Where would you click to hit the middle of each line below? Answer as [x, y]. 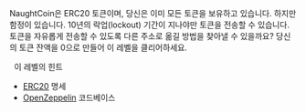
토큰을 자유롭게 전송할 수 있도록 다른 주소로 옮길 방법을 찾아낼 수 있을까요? [142, 36]
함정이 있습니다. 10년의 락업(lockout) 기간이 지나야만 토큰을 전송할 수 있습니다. [150, 25]
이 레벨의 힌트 [38, 67]
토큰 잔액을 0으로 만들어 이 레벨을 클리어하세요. [103, 47]
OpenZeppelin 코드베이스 [69, 97]
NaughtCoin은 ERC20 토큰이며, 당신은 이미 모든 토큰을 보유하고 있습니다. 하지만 [153, 13]
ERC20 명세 [44, 86]
